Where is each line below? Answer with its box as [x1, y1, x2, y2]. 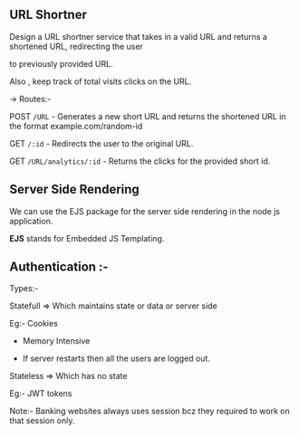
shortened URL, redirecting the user [9, 41, 143, 52]
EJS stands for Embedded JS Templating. [9, 232, 165, 243]
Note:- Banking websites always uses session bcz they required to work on [9, 406, 290, 417]
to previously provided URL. [9, 58, 113, 69]
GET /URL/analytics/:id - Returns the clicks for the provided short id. [9, 156, 271, 166]
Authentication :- [9, 260, 109, 275]
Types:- [9, 283, 39, 294]
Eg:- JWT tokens [9, 388, 72, 399]
